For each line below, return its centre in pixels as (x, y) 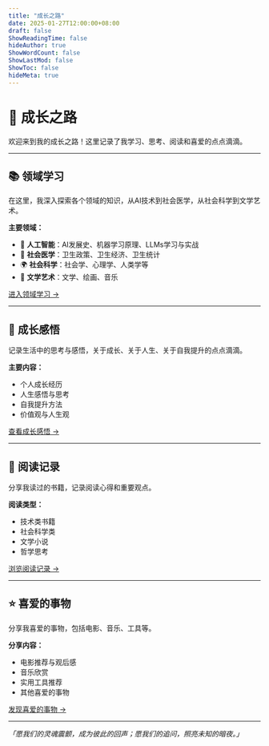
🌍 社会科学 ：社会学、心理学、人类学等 (84, 264)
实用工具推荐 (41, 682)
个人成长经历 (41, 385)
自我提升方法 (41, 405)
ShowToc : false (34, 68)
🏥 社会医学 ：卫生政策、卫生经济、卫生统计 (90, 255)
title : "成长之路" (37, 16)
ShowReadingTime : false (48, 38)
